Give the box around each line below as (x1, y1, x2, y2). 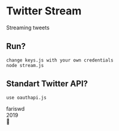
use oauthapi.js (6, 95, 47, 100)
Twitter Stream (6, 4, 82, 18)
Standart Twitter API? (6, 79, 89, 89)
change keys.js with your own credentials (6, 57, 114, 63)
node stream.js (6, 62, 44, 68)
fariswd (6, 105, 25, 112)
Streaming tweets (6, 24, 50, 31)
